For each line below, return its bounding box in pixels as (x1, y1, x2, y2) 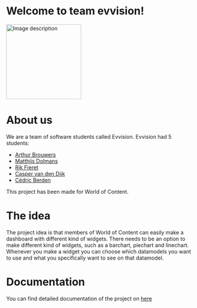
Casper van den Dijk (14, 170, 65, 177)
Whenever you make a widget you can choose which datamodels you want (6, 248, 192, 255)
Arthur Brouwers (14, 151, 56, 158)
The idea (6, 209, 51, 222)
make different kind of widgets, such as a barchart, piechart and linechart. (6, 241, 189, 249)
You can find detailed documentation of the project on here (6, 295, 153, 302)
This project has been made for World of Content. (6, 188, 129, 195)
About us (6, 114, 53, 127)
